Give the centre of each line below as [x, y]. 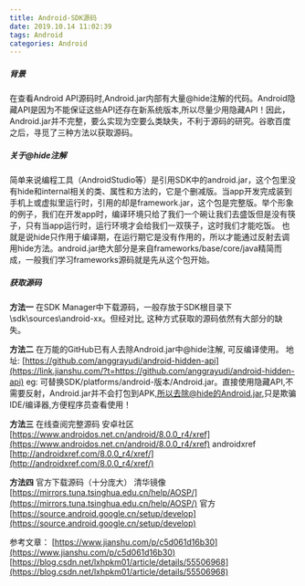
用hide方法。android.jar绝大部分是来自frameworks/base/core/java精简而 [146, 248]
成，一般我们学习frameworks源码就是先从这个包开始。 [112, 260]
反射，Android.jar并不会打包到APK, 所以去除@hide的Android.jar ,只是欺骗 [161, 393]
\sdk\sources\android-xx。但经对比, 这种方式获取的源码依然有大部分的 [142, 319]
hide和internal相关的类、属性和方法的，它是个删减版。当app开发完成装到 [154, 192]
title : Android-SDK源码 [53, 18]
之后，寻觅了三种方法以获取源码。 [74, 132]
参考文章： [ [32, 542]
